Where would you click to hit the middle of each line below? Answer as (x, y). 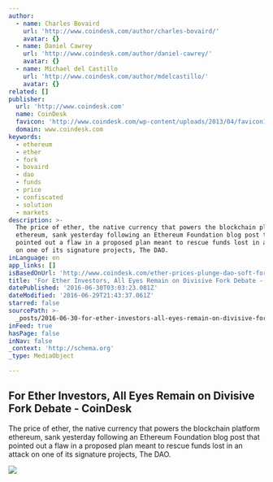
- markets (32, 212)
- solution (34, 205)
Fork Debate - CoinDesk (70, 408)
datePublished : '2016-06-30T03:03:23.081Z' (83, 288)
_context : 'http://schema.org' (61, 349)
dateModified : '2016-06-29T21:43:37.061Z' (81, 296)
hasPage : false (34, 333)
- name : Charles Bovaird (58, 24)
